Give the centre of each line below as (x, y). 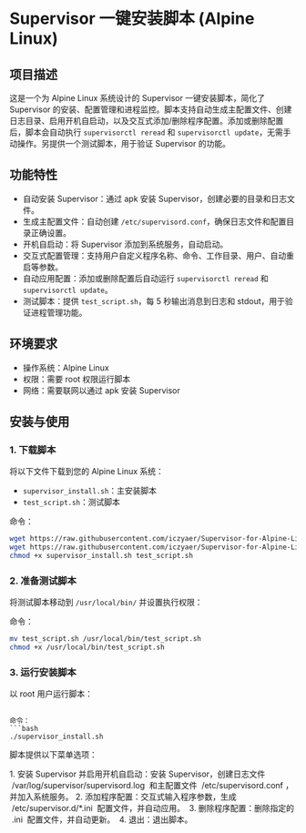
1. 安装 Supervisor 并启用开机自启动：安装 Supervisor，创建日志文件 (138, 774)
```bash (24, 729)
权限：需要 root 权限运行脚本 (76, 379)
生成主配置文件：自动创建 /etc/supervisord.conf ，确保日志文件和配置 (154, 221)
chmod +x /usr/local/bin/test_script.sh (87, 647)
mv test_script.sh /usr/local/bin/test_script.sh (106, 639)
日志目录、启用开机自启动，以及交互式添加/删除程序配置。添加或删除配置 (147, 121)
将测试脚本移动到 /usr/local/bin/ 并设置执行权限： (106, 603)
